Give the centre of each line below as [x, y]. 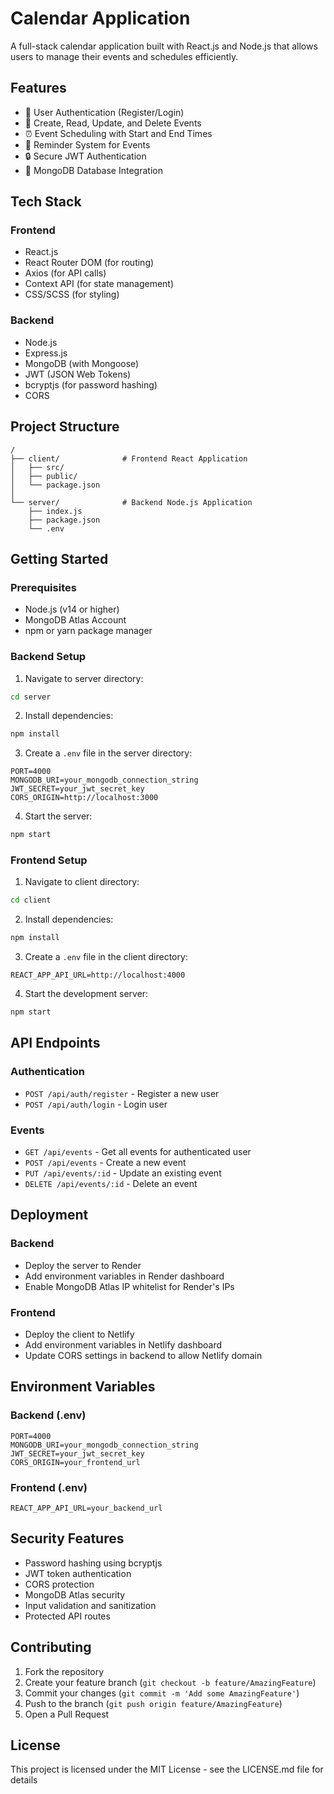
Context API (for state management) [99, 284]
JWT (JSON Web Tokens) [78, 374]
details [24, 1780]
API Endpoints [55, 1043]
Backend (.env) [48, 1415]
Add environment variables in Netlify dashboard [123, 1345]
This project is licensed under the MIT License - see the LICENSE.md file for [167, 1769]
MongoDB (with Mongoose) [82, 363]
